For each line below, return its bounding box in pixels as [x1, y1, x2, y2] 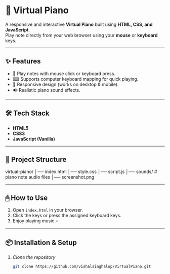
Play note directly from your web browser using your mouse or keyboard [5, 32, 158, 38]
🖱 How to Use [5, 193, 48, 202]
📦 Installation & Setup [5, 238, 77, 247]
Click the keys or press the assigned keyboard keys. [12, 213, 121, 219]
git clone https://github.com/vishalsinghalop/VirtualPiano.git [12, 264, 151, 269]
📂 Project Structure [5, 155, 67, 164]
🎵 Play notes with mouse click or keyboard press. [12, 71, 115, 77]
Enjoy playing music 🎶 [12, 218, 59, 224]
